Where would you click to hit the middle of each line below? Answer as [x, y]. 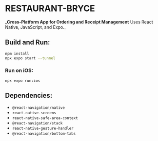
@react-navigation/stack [37, 123]
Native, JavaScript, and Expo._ [36, 27]
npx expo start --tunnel [30, 58]
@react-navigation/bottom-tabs [44, 133]
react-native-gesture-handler [43, 128]
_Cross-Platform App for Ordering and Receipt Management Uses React [79, 22]
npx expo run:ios [23, 81]
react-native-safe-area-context [45, 118]
